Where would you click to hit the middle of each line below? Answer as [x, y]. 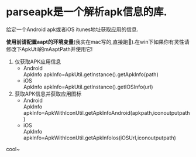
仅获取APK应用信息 [38, 62]
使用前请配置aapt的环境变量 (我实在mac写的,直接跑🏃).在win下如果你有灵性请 [98, 42]
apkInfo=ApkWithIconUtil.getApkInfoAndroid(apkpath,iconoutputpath [106, 112]
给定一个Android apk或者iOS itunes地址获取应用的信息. [72, 29]
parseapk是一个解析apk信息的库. [87, 12]
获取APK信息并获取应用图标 [48, 94]
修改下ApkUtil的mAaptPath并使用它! [49, 49]
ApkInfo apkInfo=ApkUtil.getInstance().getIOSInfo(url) [88, 87]
